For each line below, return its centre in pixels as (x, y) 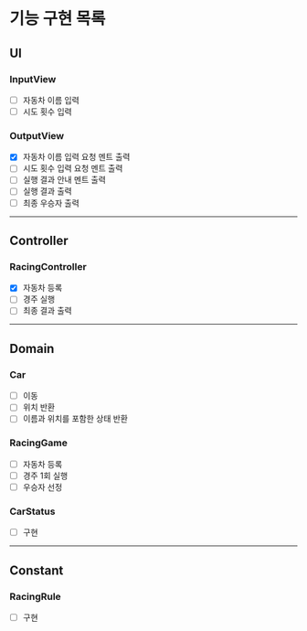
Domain (32, 348)
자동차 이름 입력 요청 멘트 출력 (76, 157)
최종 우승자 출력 (51, 203)
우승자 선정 (42, 487)
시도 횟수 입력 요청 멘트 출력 (73, 168)
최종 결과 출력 (47, 311)
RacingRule (35, 596)
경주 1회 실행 (45, 476)
